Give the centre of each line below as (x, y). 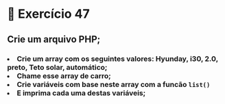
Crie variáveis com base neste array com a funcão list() (114, 84)
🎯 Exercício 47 (49, 14)
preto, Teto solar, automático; (57, 67)
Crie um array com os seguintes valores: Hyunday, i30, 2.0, (117, 59)
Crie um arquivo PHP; (54, 39)
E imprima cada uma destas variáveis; (81, 93)
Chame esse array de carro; (64, 76)
